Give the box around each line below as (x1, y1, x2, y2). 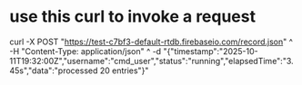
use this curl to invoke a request (9, 6, 257, 27)
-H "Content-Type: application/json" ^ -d (9, 45, 162, 56)
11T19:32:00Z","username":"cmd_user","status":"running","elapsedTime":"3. (9, 55, 294, 66)
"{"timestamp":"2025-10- (163, 45, 259, 56)
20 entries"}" (99, 65, 149, 76)
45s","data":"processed (9, 65, 98, 76)
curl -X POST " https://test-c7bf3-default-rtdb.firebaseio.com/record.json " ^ (9, 36, 294, 47)
